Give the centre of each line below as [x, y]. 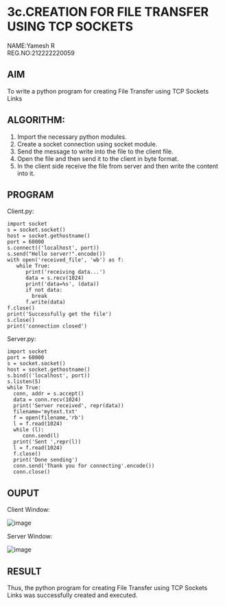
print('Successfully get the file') [59, 314]
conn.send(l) [41, 436]
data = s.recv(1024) [55, 278]
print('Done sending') [46, 460]
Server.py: [22, 339]
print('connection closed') [47, 326]
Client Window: [28, 510]
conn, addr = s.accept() [49, 394]
